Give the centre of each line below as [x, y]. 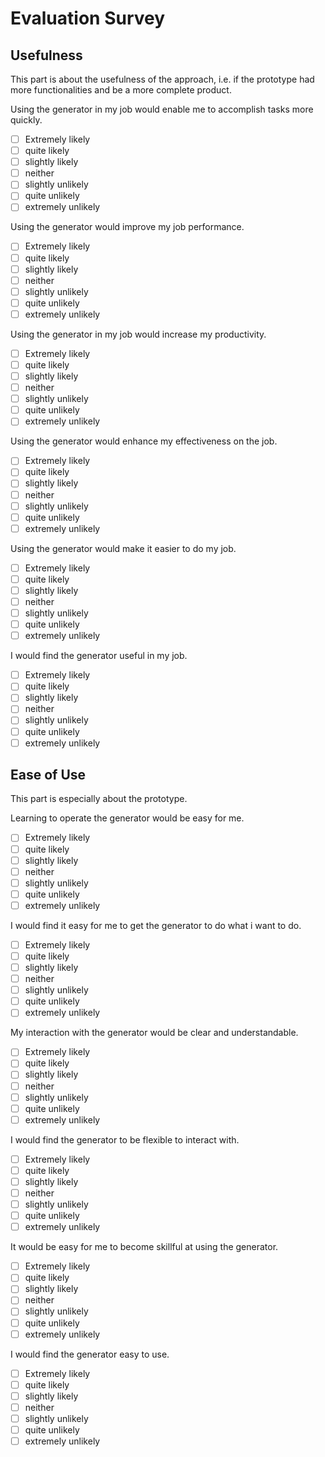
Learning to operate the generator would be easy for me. [127, 818]
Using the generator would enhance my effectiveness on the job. [144, 441]
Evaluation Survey [88, 18]
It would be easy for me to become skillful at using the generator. [144, 1247]
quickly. [26, 120]
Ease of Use [48, 775]
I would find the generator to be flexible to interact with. [125, 1139]
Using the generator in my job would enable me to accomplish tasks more [162, 109]
